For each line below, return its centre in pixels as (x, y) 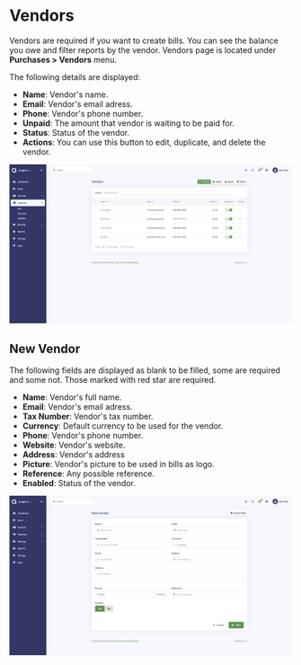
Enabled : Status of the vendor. (79, 483)
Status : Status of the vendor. (76, 132)
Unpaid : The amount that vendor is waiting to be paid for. (128, 123)
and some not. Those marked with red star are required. (113, 380)
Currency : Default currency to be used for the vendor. (123, 426)
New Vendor (45, 348)
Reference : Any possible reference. (89, 474)
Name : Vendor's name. (65, 94)
